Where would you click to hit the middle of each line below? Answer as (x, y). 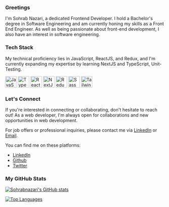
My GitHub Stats (26, 178)
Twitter (20, 165)
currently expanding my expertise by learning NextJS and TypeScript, (78, 64)
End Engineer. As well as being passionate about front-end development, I (82, 29)
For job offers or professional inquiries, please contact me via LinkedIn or (81, 130)
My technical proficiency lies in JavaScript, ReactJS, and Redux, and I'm (80, 58)
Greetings (18, 8)
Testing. (14, 69)
